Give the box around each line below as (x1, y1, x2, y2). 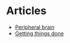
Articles (6, 4, 47, 18)
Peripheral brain (14, 24, 55, 31)
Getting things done (14, 29, 64, 37)
